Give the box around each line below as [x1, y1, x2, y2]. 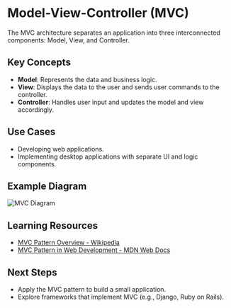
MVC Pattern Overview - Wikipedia [17, 239, 120, 247]
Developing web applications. [17, 144, 104, 153]
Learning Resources [7, 219, 98, 232]
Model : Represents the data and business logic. [17, 75, 157, 84]
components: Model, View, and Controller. [7, 35, 130, 44]
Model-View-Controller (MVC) [7, 5, 189, 21]
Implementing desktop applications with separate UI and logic [17, 152, 198, 161]
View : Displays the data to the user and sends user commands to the [17, 83, 220, 91]
